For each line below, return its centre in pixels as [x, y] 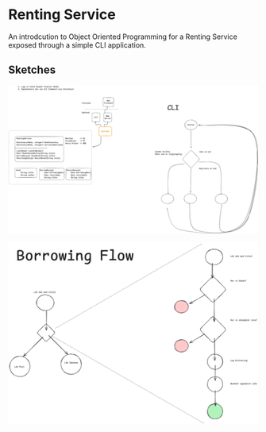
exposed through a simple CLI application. [77, 44]
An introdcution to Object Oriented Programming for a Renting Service [123, 37]
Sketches [32, 70]
